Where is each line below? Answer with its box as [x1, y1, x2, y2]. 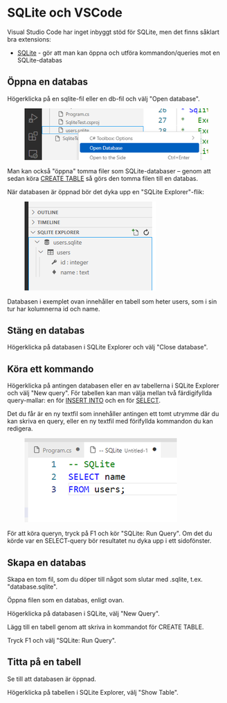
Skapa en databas [7, 557, 87, 569]
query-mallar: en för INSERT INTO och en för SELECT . [7, 397, 161, 405]
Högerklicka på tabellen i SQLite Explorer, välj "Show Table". [7, 688, 179, 696]
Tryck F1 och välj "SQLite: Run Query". [7, 636, 116, 645]
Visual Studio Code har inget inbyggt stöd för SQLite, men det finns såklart [7, 28, 220, 36]
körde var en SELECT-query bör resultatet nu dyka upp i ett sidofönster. [7, 537, 212, 545]
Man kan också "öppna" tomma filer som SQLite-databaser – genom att [7, 166, 211, 175]
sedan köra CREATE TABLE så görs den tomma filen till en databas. [7, 174, 199, 182]
